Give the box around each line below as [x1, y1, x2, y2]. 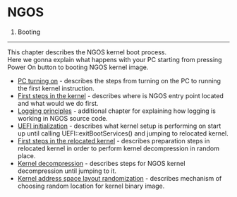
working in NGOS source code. [17, 114, 108, 122]
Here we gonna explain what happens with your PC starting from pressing [7, 55, 222, 64]
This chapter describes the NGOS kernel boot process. [7, 47, 167, 56]
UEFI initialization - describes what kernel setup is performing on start [17, 121, 221, 130]
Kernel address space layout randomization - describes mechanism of [17, 174, 222, 182]
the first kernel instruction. [17, 84, 95, 92]
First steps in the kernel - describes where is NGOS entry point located [17, 91, 224, 100]
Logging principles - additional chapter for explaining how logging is [17, 107, 217, 115]
